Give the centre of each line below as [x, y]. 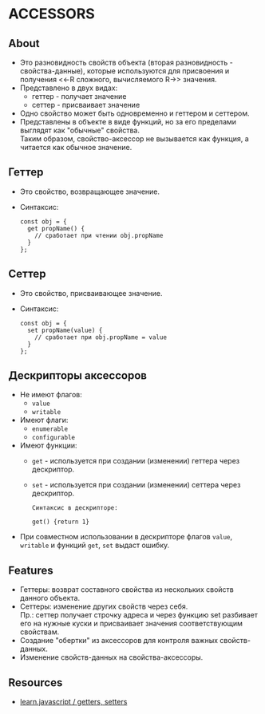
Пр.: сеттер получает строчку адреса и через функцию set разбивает [138, 615]
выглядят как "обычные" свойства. [80, 130]
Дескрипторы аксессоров [78, 376]
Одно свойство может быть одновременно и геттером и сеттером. [134, 113]
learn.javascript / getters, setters [73, 702]
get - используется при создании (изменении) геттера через [136, 461]
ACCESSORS [52, 14]
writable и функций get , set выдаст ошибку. [95, 545]
